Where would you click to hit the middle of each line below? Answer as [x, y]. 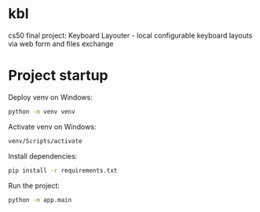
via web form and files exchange [61, 43]
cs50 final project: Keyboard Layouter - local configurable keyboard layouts [130, 35]
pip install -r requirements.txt [63, 170]
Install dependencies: [43, 156]
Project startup [58, 76]
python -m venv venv [42, 111]
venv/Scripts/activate [45, 141]
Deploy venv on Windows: [50, 97]
